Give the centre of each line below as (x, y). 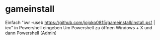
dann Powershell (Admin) (31, 33)
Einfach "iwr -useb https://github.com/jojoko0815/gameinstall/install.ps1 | (80, 22)
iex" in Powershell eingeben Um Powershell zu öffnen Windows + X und (79, 27)
